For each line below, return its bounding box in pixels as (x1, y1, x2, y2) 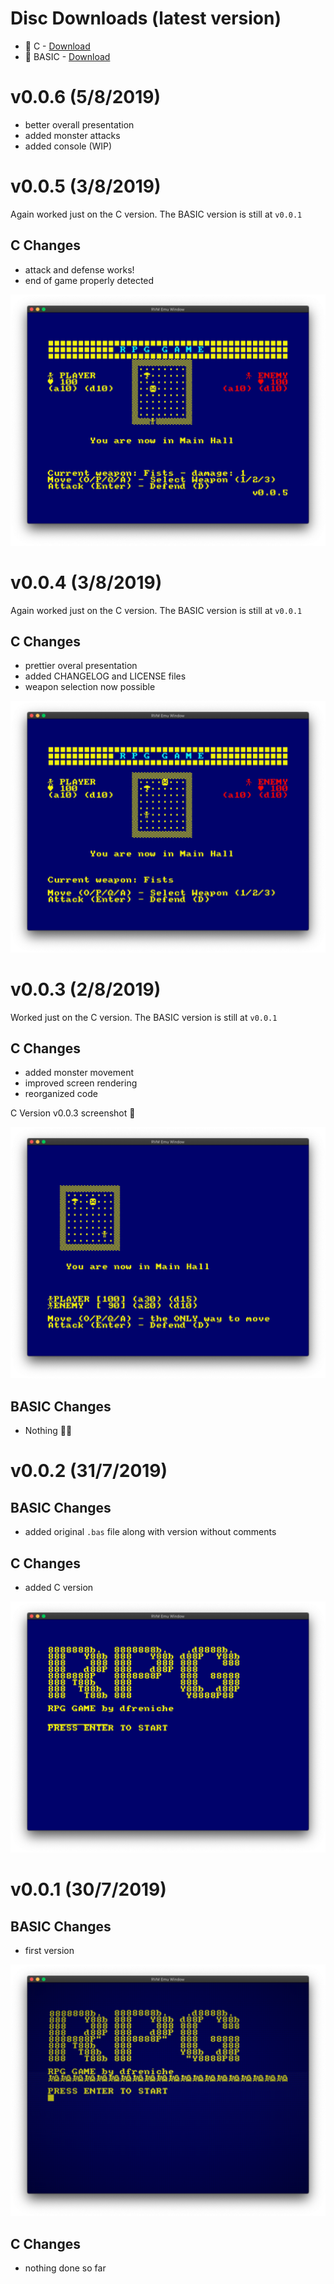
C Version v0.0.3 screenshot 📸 (10, 1107, 136, 1119)
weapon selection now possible (24, 681, 156, 693)
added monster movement (24, 1067, 135, 1079)
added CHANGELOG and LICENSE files (24, 670, 187, 682)
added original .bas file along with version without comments (24, 1526, 277, 1538)
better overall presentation (24, 118, 135, 131)
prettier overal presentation (24, 660, 138, 672)
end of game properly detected (24, 274, 155, 286)
